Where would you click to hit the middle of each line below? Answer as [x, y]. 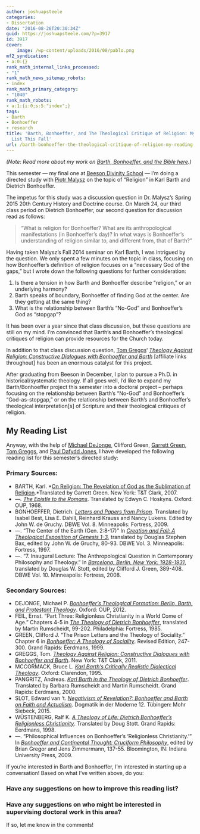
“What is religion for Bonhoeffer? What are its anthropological [96, 228]
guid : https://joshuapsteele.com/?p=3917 [58, 34]
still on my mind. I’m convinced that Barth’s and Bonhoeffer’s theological [95, 332]
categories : [21, 17]
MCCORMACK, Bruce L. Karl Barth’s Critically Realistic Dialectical [96, 667]
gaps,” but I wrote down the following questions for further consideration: [96, 271]
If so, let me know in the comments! [50, 825]
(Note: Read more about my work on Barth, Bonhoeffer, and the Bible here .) [99, 161]
